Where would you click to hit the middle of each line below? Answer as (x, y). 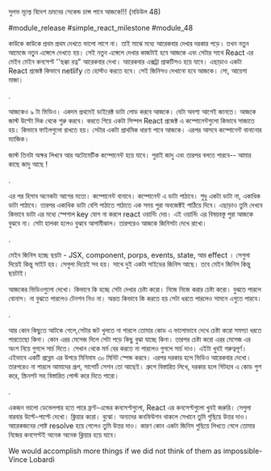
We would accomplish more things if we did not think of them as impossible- (135, 451)
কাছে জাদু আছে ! (28, 164)
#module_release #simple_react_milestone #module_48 (101, 28)
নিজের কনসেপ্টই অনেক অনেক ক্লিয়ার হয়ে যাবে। (63, 435)
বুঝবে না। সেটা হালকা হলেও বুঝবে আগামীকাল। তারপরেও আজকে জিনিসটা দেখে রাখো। (108, 223)
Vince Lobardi (31, 459)
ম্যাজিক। (19, 139)
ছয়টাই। (18, 273)
